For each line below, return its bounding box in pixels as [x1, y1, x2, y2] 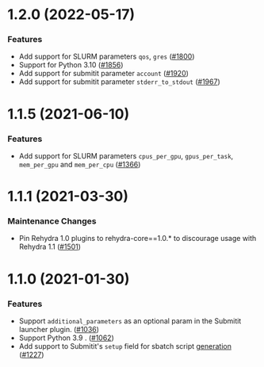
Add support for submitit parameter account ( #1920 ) [18, 69, 189, 78]
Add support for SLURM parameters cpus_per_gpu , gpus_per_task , [18, 151, 234, 160]
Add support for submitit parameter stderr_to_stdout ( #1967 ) [18, 77, 221, 86]
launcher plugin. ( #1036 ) [18, 324, 100, 334]
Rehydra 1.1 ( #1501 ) [18, 242, 81, 251]
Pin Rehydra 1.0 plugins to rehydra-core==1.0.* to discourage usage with [18, 234, 257, 243]
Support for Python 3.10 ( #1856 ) [18, 60, 124, 70]
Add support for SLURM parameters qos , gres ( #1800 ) [18, 52, 195, 61]
